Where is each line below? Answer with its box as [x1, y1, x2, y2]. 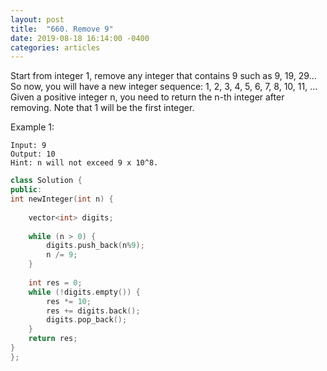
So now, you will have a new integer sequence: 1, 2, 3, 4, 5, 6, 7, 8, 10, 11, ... [10, 81, 318, 93]
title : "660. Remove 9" [10, 24, 114, 34]
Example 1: [10, 121, 55, 133]
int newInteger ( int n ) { [10, 194, 114, 204]
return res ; [28, 334, 78, 344]
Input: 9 [10, 141, 47, 151]
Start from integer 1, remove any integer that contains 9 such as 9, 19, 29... [10, 70, 317, 82]
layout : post [10, 14, 65, 25]
